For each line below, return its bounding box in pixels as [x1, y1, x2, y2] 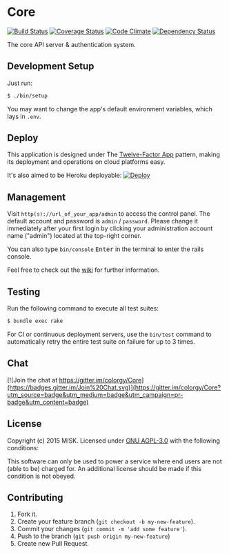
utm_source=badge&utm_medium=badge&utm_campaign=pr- [7, 390, 183, 398]
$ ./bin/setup [7, 92, 48, 99]
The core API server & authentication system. [7, 40, 136, 48]
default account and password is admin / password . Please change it [7, 217, 199, 225]
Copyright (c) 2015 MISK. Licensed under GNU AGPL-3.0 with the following [7, 436, 221, 445]
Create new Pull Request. [17, 539, 90, 548]
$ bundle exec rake [7, 317, 63, 325]
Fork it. [17, 510, 38, 519]
